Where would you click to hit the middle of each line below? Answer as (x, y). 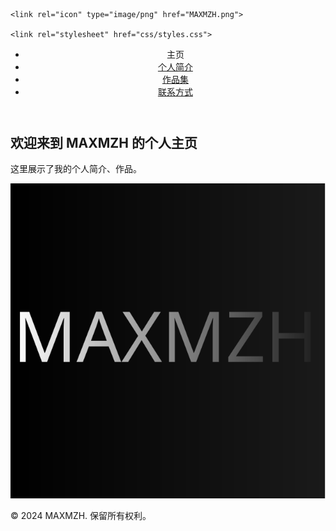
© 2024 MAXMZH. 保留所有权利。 (81, 515)
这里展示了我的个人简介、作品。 (76, 169)
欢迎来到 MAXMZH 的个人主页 (104, 143)
